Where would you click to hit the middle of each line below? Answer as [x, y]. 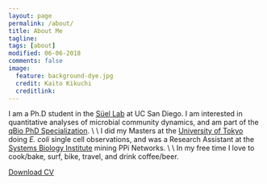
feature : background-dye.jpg [65, 76]
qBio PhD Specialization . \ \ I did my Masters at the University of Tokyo [126, 131]
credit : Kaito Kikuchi [54, 83]
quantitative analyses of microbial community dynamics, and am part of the [134, 123]
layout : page [30, 16]
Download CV [31, 172]
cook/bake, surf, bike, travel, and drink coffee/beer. [94, 157]
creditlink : [36, 91]
